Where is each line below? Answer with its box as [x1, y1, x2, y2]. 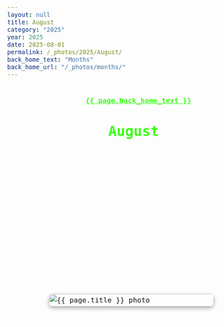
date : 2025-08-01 [7, 40, 65, 49]
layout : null [7, 11, 51, 18]
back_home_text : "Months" [7, 56, 94, 63]
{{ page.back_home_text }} [85, 96, 192, 105]
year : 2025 [7, 33, 44, 41]
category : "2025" [7, 25, 65, 34]
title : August [7, 18, 55, 26]
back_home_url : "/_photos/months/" [7, 63, 126, 71]
